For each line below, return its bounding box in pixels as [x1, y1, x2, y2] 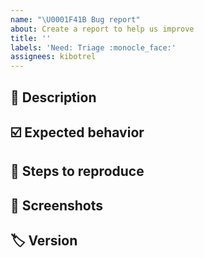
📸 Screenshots [10, 197, 104, 214]
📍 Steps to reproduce [10, 163, 145, 180]
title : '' [10, 33, 52, 43]
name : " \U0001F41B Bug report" [10, 14, 141, 25]
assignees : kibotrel [10, 52, 97, 62]
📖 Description [10, 89, 97, 106]
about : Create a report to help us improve [10, 24, 195, 34]
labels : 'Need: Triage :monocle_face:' [10, 42, 177, 53]
